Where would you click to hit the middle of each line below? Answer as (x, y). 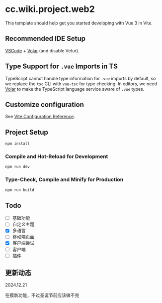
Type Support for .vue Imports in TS (61, 67)
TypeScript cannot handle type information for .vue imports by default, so (81, 78)
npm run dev (17, 167)
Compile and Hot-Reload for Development (57, 156)
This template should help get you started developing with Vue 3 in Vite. (79, 23)
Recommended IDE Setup (45, 39)
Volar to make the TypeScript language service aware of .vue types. (75, 89)
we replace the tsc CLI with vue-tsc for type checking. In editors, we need (81, 84)
